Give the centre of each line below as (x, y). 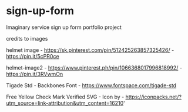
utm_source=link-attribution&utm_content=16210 (65, 103)
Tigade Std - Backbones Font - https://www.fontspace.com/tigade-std (91, 85)
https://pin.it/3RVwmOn (35, 74)
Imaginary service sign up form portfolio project (64, 27)
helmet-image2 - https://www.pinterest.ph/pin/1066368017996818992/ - (94, 67)
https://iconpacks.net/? (154, 97)
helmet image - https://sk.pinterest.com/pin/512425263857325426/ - (90, 50)
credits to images (27, 38)
